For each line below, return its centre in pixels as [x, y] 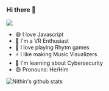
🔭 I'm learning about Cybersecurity [59, 63]
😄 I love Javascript [39, 35]
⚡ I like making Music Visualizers [56, 54]
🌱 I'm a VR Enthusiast [42, 41]
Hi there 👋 [21, 10]
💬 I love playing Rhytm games [52, 48]
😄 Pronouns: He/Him [42, 70]
